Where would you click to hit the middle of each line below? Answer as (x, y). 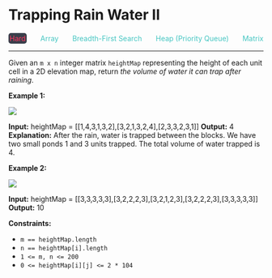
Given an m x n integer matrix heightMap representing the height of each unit (136, 62)
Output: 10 (26, 207)
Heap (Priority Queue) (192, 38)
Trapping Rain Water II (84, 15)
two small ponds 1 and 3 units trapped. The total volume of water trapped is (134, 143)
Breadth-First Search (107, 38)
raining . (21, 79)
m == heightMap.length (58, 240)
